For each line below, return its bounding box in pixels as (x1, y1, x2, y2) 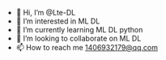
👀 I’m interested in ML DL (15, 16, 100, 26)
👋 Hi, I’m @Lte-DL (15, 8, 76, 17)
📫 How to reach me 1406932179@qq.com (15, 43, 158, 52)
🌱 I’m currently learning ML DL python (15, 25, 143, 34)
